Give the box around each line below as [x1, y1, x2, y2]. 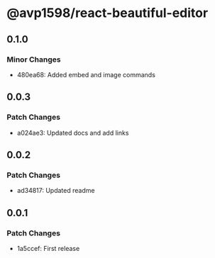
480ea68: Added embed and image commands [16, 70, 155, 79]
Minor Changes [6, 55, 61, 64]
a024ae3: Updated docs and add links [16, 128, 129, 137]
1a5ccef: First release [16, 244, 80, 252]
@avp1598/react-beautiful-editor [6, 5, 209, 21]
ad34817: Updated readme [16, 186, 95, 195]
